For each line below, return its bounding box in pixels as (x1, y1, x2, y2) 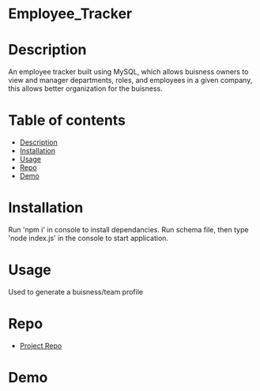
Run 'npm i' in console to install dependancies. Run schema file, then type (8, 225, 249, 234)
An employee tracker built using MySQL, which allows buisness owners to (8, 67, 249, 77)
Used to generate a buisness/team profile (8, 287, 144, 296)
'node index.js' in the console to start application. (8, 234, 168, 242)
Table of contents (8, 111, 126, 130)
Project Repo (19, 340, 62, 350)
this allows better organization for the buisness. (8, 84, 164, 93)
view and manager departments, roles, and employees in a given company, (8, 76, 253, 85)
